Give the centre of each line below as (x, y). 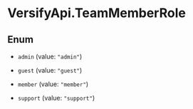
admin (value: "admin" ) (50, 56)
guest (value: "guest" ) (50, 70)
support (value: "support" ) (56, 98)
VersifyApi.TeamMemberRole (97, 13)
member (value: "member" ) (53, 84)
